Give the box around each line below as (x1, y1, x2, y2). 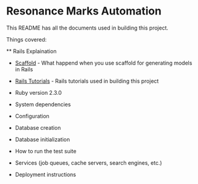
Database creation (14, 124, 62, 131)
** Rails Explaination (6, 47, 57, 55)
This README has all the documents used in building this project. (6, 24, 169, 31)
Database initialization (14, 136, 71, 143)
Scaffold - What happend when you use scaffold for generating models (14, 59, 193, 66)
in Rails (14, 65, 33, 73)
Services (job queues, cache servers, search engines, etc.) (14, 159, 162, 167)
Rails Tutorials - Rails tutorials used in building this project (14, 77, 159, 84)
